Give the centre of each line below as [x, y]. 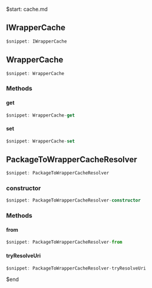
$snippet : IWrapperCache [37, 41]
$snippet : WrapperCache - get [41, 115]
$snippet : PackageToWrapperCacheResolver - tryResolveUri [76, 268]
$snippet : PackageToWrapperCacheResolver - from [64, 242]
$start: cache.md [27, 9]
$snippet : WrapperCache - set [41, 141]
